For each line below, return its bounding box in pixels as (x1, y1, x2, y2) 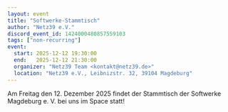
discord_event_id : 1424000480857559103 (7, 30, 126, 38)
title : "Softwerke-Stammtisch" (7, 17, 100, 24)
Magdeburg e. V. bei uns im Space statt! (7, 96, 125, 105)
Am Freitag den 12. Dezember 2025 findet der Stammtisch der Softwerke (7, 89, 222, 98)
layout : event (7, 10, 50, 18)
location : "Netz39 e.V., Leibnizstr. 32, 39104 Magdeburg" (14, 69, 193, 77)
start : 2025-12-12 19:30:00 (14, 50, 98, 57)
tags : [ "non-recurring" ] (7, 37, 81, 44)
